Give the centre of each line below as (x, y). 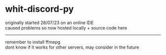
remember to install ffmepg (33, 42)
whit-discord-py (40, 9)
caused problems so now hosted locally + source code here (66, 27)
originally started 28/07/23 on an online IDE (49, 23)
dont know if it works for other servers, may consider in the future (72, 47)
